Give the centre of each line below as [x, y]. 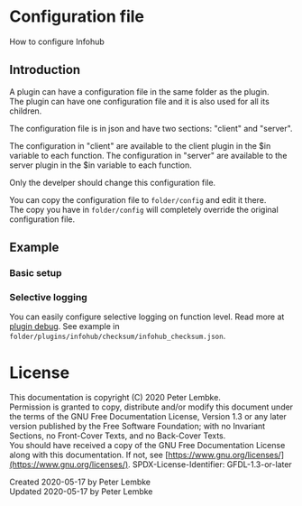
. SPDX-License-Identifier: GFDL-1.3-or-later [210, 465]
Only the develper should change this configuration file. [113, 182]
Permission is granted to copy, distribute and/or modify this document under [151, 407]
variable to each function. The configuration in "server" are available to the [148, 155]
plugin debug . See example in [64, 327]
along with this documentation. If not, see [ [89, 455]
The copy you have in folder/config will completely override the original [144, 209]
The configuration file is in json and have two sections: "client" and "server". [151, 128]
